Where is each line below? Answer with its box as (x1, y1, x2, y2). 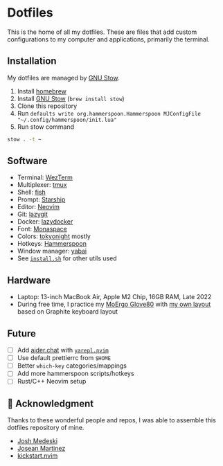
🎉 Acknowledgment (7, 397, 94, 409)
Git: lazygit (17, 210, 48, 219)
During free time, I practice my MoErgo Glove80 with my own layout (17, 300, 211, 309)
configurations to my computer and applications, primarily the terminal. (7, 35, 210, 43)
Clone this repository (17, 102, 78, 110)
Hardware (7, 274, 51, 286)
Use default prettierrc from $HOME (17, 354, 111, 362)
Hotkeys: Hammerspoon (17, 240, 87, 248)
